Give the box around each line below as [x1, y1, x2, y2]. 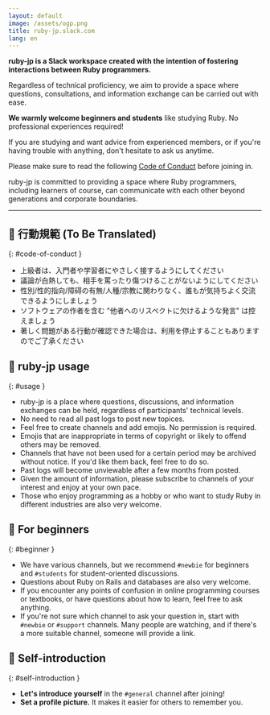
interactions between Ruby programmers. [8, 65, 151, 75]
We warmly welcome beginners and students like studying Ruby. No [8, 114, 239, 123]
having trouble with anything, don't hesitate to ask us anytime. [8, 146, 215, 155]
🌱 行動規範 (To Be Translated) [8, 227, 157, 241]
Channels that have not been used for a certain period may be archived [19, 448, 256, 457]
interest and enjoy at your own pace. [19, 482, 141, 492]
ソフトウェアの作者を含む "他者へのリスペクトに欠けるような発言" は [19, 306, 249, 316]
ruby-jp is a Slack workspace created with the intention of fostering [8, 56, 239, 66]
